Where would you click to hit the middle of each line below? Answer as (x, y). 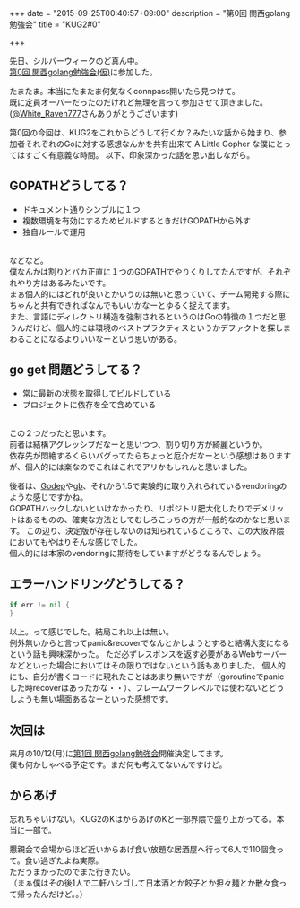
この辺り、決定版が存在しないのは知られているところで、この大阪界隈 (155, 530)
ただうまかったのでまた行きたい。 (72, 871)
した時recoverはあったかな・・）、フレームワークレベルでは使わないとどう (147, 688)
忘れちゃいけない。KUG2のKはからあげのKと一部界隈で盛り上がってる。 (143, 818)
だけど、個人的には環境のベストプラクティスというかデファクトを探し (154, 327)
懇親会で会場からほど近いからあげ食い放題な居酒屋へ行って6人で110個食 (143, 849)
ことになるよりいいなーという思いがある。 (103, 338)
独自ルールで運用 (54, 231)
